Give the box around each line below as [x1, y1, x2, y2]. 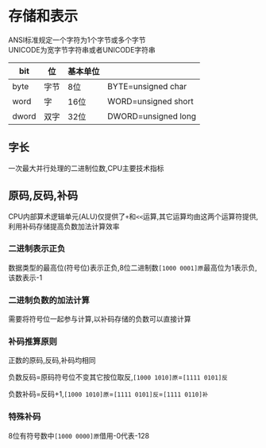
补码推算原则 [8, 336, 58, 347]
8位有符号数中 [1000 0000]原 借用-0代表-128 [8, 430, 149, 440]
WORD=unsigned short [106, 95, 194, 107]
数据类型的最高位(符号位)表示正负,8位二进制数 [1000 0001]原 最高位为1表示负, [8, 263, 257, 272]
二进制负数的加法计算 [8, 294, 90, 306]
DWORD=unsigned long [106, 111, 197, 122]
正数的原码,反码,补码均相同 [8, 356, 97, 365]
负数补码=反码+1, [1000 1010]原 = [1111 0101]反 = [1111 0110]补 [8, 389, 209, 399]
